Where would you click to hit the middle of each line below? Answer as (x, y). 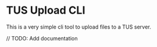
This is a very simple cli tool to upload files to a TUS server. (79, 27)
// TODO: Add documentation (42, 38)
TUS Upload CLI (46, 10)
